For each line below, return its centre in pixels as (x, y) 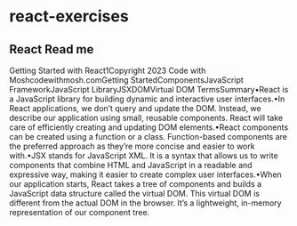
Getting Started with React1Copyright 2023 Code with (108, 70)
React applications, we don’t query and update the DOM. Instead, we (135, 108)
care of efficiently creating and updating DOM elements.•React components (149, 127)
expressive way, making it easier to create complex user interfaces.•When (145, 174)
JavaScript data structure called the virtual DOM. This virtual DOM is (135, 194)
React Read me (52, 49)
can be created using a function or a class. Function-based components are (148, 137)
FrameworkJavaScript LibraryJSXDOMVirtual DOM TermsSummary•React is (149, 89)
